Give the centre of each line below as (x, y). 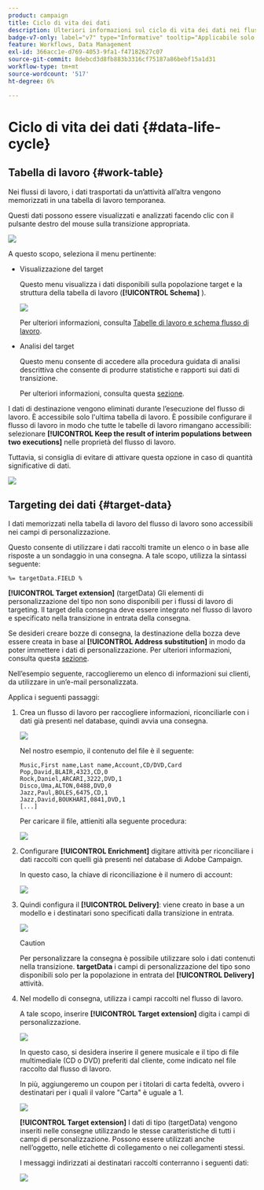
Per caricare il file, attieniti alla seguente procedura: (103, 821)
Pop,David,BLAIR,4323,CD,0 (64, 772)
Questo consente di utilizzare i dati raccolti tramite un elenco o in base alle (128, 547)
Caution (32, 943)
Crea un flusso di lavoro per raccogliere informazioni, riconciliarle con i (134, 713)
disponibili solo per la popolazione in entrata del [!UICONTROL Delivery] (137, 975)
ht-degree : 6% (31, 81)
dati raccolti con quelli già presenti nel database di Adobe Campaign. (131, 860)
